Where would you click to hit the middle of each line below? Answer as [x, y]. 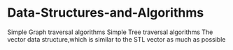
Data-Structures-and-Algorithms [106, 13]
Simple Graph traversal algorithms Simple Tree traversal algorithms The [110, 32]
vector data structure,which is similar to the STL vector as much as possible [116, 39]
